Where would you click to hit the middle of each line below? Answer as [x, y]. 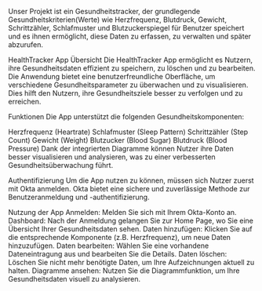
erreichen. [25, 102]
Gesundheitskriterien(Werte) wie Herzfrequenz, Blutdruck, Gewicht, [118, 20]
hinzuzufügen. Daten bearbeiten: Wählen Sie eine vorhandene [109, 246]
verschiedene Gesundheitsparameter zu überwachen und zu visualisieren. [128, 85]
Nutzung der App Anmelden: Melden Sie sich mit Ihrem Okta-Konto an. [122, 212]
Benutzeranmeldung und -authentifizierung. [79, 197]
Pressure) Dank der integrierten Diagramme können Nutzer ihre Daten [121, 149]
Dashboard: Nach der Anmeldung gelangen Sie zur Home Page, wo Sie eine [131, 220]
